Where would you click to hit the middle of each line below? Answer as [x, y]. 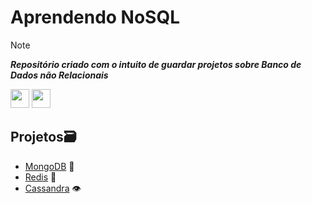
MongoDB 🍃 [49, 166]
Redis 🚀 [40, 177]
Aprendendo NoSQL [95, 17]
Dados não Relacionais [59, 75]
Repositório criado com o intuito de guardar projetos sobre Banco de [156, 64]
